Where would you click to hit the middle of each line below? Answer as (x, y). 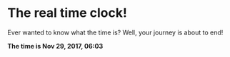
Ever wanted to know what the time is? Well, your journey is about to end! (115, 32)
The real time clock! (67, 13)
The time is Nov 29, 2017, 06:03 (55, 46)
